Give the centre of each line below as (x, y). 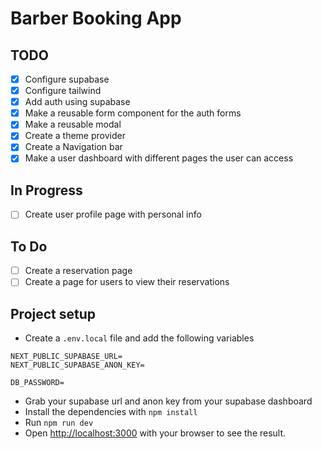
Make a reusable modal (73, 124)
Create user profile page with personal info (113, 214)
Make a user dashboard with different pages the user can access (159, 158)
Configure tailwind (63, 91)
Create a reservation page (78, 271)
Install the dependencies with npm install (111, 412)
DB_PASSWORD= (37, 383)
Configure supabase (67, 79)
